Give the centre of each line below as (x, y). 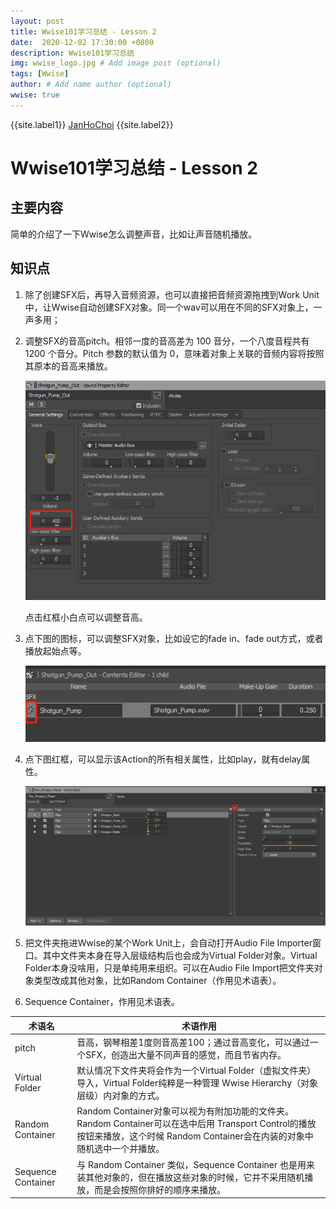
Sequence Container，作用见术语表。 (102, 1002)
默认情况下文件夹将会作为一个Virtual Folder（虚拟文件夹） (196, 1071)
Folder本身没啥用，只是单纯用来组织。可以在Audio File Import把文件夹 (169, 968)
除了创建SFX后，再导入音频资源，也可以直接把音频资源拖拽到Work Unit (172, 294)
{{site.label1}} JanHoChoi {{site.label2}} (92, 124)
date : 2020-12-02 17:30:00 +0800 (82, 42)
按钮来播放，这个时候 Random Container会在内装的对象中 (195, 1136)
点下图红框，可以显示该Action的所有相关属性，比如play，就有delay (163, 759)
